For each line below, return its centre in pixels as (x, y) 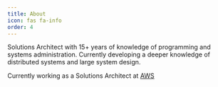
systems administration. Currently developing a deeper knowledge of (109, 54)
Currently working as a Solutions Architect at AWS (81, 76)
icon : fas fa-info (35, 21)
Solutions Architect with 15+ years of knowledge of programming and (109, 47)
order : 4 (20, 27)
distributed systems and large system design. (74, 62)
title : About (27, 14)
